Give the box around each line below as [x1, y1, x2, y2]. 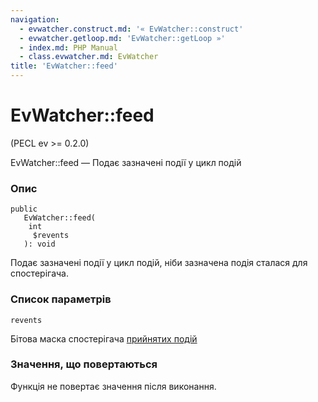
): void [23, 239, 56, 250]
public [10, 204, 38, 215]
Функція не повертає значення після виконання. [10, 380, 217, 392]
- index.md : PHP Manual [19, 42, 118, 53]
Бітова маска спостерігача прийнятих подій [10, 332, 198, 345]
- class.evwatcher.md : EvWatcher [19, 52, 159, 62]
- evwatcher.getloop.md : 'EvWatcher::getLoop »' [19, 33, 226, 43]
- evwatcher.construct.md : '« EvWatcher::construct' [19, 24, 244, 34]
